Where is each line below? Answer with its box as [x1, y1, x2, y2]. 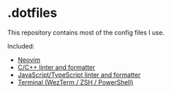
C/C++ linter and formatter [17, 63, 95, 71]
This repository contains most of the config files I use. [7, 28, 165, 37]
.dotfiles [7, 5, 58, 21]
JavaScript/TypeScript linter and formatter [17, 70, 141, 79]
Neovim [17, 55, 41, 64]
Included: [7, 42, 35, 50]
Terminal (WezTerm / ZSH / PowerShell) [17, 77, 134, 86]
